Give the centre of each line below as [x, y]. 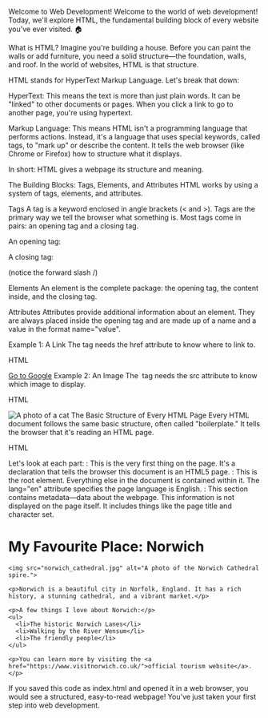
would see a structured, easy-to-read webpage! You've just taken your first [132, 696]
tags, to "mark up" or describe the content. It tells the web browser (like [126, 145]
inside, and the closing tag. [53, 296]
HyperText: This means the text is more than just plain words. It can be [124, 96]
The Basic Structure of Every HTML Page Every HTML [160, 415]
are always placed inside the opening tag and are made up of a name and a [132, 321]
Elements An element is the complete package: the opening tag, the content [133, 288]
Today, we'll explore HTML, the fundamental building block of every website [134, 20]
